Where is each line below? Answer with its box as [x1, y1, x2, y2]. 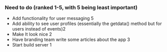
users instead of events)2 [12, 26, 66, 32]
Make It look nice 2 [12, 31, 52, 37]
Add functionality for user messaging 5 [12, 15, 94, 21]
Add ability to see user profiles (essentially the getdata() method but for [12, 20, 162, 26]
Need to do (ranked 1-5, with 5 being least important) [5, 4, 138, 11]
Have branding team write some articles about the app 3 [12, 36, 130, 42]
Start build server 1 [12, 42, 52, 48]
